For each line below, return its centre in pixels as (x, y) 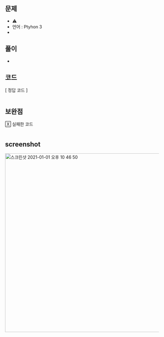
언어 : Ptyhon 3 (27, 26)
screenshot (23, 144)
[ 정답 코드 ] (16, 90)
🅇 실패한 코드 (19, 124)
